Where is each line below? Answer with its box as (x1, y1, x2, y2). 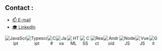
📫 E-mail (12, 17, 31, 23)
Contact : (5, 4, 34, 12)
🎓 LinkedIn (12, 24, 36, 30)
